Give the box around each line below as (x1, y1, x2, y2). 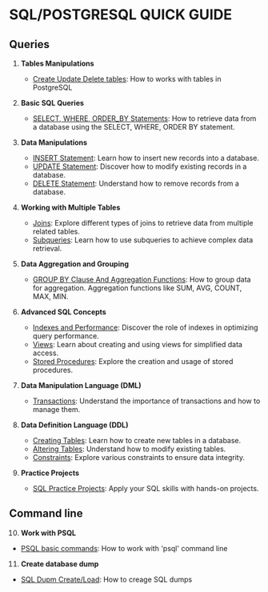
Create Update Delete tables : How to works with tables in (32, 74, 222, 83)
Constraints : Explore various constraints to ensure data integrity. (32, 453, 245, 462)
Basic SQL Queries (20, 98, 85, 107)
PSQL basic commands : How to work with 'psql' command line (20, 543, 228, 553)
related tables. (32, 226, 81, 236)
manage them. (32, 405, 81, 414)
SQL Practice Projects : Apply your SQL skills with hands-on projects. (32, 484, 259, 493)
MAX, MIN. (32, 292, 69, 301)
